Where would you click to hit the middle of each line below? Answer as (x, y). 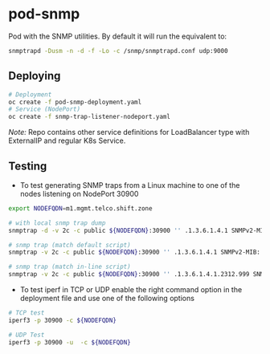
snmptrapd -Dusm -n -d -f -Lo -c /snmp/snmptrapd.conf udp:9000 (118, 51)
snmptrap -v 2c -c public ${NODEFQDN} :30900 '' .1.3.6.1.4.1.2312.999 (129, 275)
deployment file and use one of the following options (107, 299)
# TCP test (27, 313)
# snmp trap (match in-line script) (70, 267)
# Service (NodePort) (45, 109)
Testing (28, 166)
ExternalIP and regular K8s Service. (67, 140)
